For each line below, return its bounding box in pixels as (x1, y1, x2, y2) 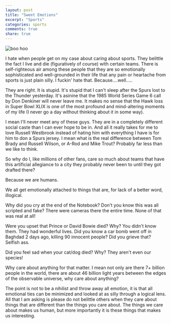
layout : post (5, 7, 33, 13)
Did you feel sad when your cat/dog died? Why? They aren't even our (5, 249, 152, 255)
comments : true (5, 27, 38, 32)
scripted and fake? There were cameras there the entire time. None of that (5, 208, 162, 213)
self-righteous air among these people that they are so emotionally (5, 66, 145, 72)
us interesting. (5, 313, 36, 318)
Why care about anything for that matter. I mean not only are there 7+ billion (5, 265, 165, 271)
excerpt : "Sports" (5, 17, 44, 22)
